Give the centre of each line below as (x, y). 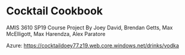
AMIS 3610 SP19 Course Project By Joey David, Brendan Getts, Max (90, 27)
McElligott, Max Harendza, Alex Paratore (56, 33)
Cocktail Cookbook (55, 11)
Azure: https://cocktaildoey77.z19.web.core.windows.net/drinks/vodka (92, 45)
